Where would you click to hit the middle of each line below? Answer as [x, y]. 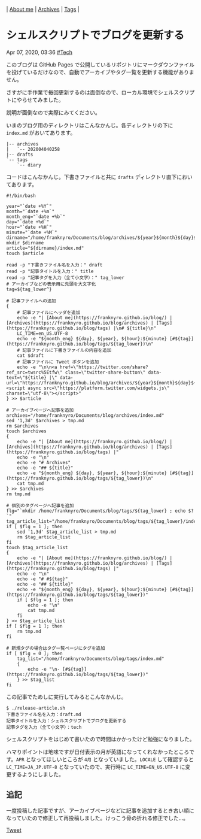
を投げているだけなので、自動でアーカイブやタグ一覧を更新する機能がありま [100, 72]
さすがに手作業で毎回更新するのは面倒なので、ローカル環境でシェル [90, 92]
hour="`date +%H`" [29, 227]
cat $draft [31, 355]
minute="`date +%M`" [32, 232]
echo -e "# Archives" [44, 462]
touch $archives [26, 431]
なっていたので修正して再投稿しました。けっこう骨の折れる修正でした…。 [97, 818]
